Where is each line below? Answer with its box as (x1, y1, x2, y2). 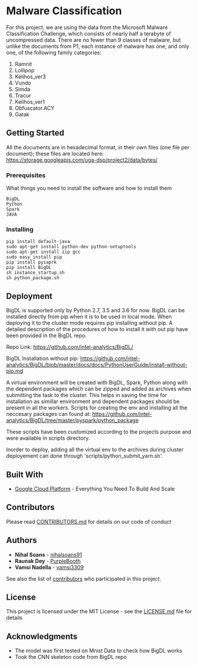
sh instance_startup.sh (6, 270, 65, 276)
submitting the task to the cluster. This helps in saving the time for (6, 392, 167, 399)
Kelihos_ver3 (14, 73, 46, 80)
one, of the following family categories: (6, 49, 102, 56)
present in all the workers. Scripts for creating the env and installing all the (6, 404, 188, 411)
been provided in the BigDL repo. (6, 332, 87, 339)
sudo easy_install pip (6, 254, 62, 260)
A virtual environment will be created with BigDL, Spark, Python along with (6, 379, 188, 386)
